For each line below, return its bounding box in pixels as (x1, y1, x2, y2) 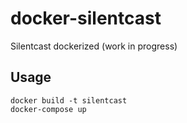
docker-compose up (10, 104, 87, 114)
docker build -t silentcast (10, 95, 128, 106)
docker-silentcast (10, 7, 162, 30)
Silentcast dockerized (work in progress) (10, 40, 178, 52)
